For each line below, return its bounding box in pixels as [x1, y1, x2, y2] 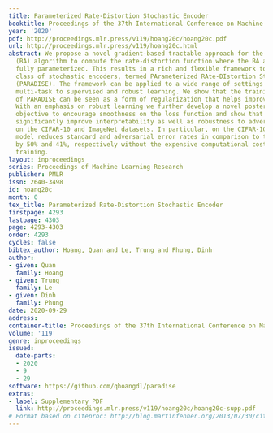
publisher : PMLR [8, 171, 63, 179]
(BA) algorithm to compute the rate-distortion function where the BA [15, 58, 260, 66]
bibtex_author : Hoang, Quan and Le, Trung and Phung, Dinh [8, 246, 213, 254]
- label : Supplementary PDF [8, 397, 104, 405]
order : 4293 [8, 231, 49, 240]
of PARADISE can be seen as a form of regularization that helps [15, 95, 242, 103]
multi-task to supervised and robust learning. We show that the [15, 87, 242, 96]
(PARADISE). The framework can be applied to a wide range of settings [15, 80, 264, 88]
